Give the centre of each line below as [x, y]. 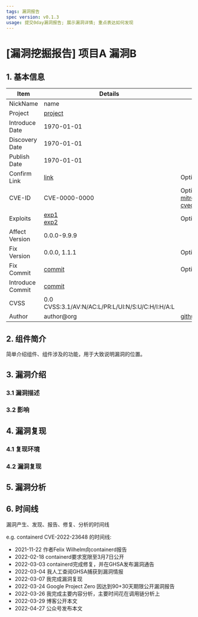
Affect [18, 232]
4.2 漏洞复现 [24, 466]
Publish [19, 157]
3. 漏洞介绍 [26, 374]
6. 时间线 [22, 509]
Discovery [23, 140]
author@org [60, 317]
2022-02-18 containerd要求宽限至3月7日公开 [69, 556]
